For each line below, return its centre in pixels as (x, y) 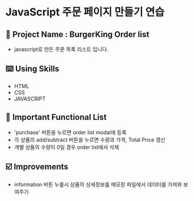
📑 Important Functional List (56, 117)
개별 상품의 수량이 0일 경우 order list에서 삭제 (66, 147)
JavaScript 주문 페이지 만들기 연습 (85, 12)
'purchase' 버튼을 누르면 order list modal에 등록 (70, 132)
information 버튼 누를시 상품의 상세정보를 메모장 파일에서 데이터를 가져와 (98, 184)
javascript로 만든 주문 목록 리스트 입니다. (61, 49)
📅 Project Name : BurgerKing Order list (78, 34)
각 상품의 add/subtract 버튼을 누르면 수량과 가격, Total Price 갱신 (90, 140)
